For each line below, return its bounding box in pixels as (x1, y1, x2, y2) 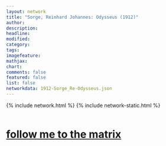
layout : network (6, 8, 46, 15)
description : (6, 25, 38, 31)
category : (6, 42, 31, 48)
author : (6, 20, 25, 25)
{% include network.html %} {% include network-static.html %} (6, 102, 161, 109)
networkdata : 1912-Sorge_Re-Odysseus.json (6, 86, 112, 92)
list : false (6, 80, 35, 86)
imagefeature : (6, 53, 41, 59)
